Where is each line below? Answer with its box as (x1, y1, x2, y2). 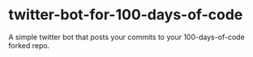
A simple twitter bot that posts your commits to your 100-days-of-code (8, 32, 245, 42)
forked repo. (8, 40, 50, 50)
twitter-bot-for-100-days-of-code (8, 6, 243, 24)
